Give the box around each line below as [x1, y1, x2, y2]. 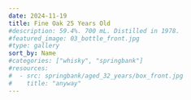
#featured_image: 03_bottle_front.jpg [8, 34, 140, 43]
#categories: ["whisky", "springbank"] [8, 57, 144, 65]
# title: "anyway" [8, 79, 82, 87]
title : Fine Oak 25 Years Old [8, 19, 111, 27]
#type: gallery [8, 42, 60, 50]
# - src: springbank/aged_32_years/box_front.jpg [8, 72, 184, 80]
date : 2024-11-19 [8, 11, 67, 20]
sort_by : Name [8, 49, 57, 57]
